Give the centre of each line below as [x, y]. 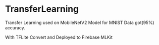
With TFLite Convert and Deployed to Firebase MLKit [59, 37]
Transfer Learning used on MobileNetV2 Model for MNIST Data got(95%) [80, 22]
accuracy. [15, 27]
